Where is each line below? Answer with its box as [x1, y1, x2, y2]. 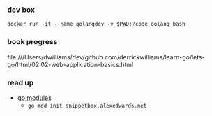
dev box [7, 5, 35, 15]
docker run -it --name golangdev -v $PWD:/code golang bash [7, 21, 186, 28]
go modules [17, 93, 52, 102]
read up [7, 78, 34, 87]
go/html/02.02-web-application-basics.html [7, 60, 134, 68]
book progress [7, 37, 58, 47]
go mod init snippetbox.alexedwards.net [27, 102, 147, 109]
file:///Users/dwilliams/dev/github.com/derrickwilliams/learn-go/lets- [7, 52, 206, 61]
